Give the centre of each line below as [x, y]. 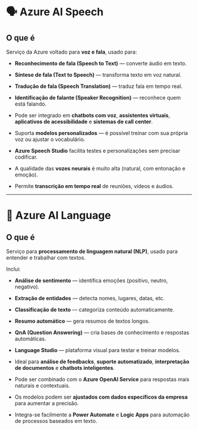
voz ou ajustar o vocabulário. [50, 139]
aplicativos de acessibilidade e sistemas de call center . [84, 122]
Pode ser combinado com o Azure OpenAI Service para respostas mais [102, 379]
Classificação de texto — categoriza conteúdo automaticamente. [95, 310]
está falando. [31, 104]
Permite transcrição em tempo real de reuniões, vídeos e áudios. [94, 186]
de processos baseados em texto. [56, 421]
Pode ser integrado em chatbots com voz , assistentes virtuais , [92, 115]
